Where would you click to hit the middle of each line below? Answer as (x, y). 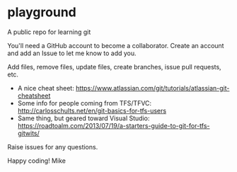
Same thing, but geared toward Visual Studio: (83, 118)
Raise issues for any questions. (53, 147)
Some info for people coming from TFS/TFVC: (85, 103)
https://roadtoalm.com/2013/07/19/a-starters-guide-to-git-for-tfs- (114, 125)
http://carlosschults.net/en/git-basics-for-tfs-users (92, 110)
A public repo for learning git (49, 32)
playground (42, 12)
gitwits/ (29, 133)
